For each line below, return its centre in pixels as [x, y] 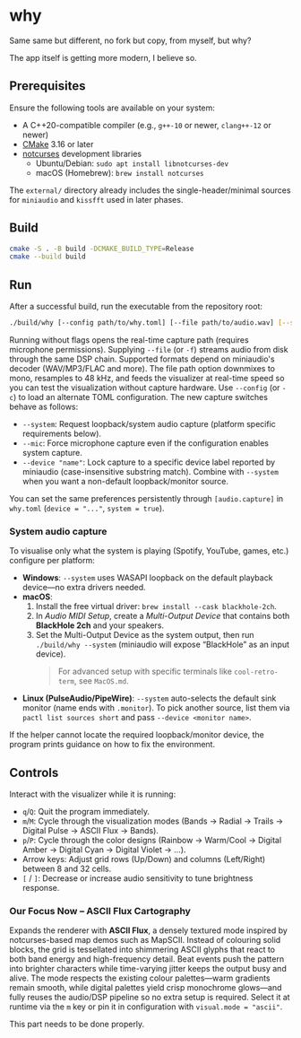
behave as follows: [44, 406]
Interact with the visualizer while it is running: [93, 794]
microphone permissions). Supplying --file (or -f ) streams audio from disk [149, 349]
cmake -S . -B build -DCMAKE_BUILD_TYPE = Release [102, 249]
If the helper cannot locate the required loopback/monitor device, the [137, 735]
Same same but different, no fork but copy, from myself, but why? [130, 40]
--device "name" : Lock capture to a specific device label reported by [149, 462]
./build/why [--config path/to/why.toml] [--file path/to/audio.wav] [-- [150, 323]
